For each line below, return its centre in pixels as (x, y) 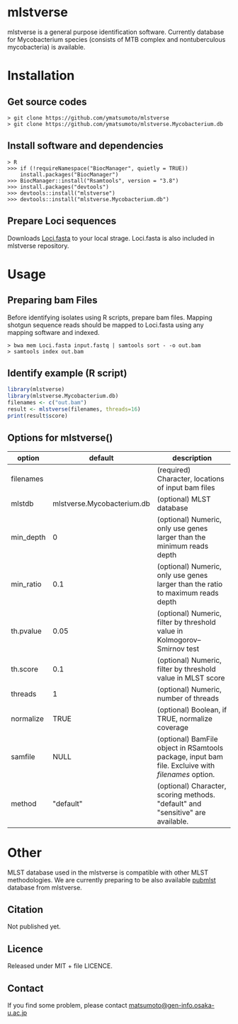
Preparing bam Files (52, 301)
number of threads (188, 698)
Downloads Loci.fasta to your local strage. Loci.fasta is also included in (111, 238)
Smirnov (171, 649)
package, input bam (190, 756)
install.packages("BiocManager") (69, 174)
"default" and (179, 803)
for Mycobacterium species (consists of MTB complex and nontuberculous (117, 39)
